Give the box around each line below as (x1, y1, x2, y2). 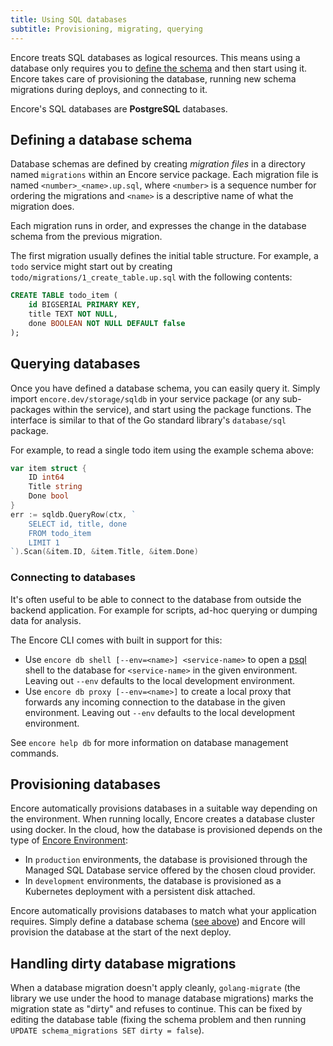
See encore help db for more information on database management (10, 736, 289, 748)
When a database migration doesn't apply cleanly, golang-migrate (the (10, 982, 301, 994)
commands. (10, 747, 60, 759)
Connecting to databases (10, 571, 136, 585)
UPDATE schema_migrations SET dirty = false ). (10, 1024, 205, 1036)
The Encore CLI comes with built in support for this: (10, 634, 223, 646)
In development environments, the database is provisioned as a (24, 875, 282, 887)
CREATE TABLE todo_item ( (10, 291, 118, 301)
